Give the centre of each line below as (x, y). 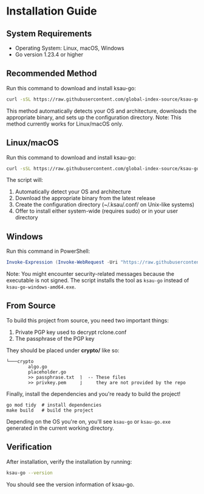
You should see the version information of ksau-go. (70, 484)
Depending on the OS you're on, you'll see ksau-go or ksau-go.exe (89, 421)
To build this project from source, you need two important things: (87, 320)
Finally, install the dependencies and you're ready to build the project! (93, 394)
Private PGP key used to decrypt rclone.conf (71, 332)
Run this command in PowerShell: (48, 251)
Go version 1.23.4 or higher (49, 55)
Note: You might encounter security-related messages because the (90, 274)
